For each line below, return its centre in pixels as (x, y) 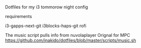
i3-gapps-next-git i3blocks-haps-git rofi (46, 26)
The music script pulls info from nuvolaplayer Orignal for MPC (68, 35)
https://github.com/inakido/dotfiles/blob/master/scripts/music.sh (70, 40)
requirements (19, 16)
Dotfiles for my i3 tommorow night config (47, 7)
